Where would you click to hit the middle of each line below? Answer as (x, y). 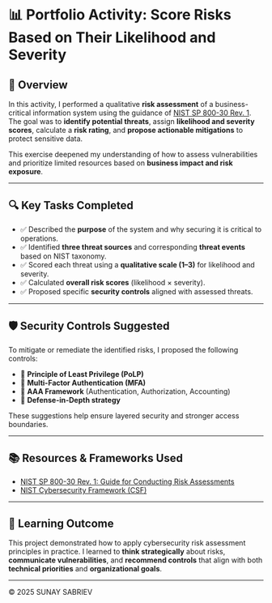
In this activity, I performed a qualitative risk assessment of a (111, 104)
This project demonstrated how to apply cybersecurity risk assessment (127, 543)
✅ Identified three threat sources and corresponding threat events (132, 246)
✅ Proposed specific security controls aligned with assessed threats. (136, 291)
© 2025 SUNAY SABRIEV (51, 592)
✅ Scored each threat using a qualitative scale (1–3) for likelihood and (137, 264)
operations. (39, 238)
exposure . (25, 171)
